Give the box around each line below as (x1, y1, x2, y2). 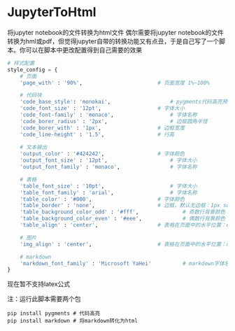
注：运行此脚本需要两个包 (7, 295, 81, 303)
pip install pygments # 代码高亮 (7, 310, 101, 317)
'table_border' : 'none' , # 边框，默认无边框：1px (20, 202, 220, 209)
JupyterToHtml (7, 4, 97, 20)
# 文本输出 (20, 144, 48, 151)
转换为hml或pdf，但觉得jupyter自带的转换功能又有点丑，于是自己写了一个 (7, 36, 220, 45)
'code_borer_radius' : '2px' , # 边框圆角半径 (20, 118, 208, 125)
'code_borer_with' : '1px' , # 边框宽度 (20, 124, 185, 132)
